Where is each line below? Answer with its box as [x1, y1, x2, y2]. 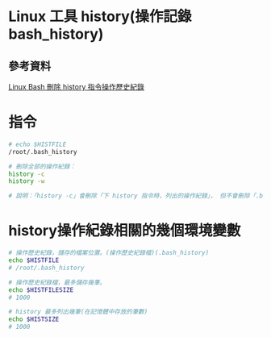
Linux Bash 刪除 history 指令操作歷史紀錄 [8, 82, 145, 91]
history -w [8, 177, 45, 185]
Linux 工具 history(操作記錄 [8, 7, 192, 26]
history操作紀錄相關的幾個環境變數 [8, 222, 241, 240]
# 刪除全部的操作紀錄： [8, 162, 77, 170]
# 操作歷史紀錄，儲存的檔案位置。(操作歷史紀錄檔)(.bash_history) [8, 249, 210, 257]
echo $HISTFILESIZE [8, 285, 74, 294]
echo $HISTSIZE [8, 315, 60, 323]
